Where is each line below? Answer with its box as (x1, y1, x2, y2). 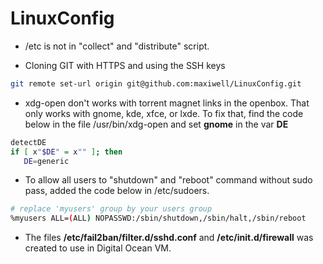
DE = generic (23, 156, 70, 166)
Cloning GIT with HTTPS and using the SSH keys (24, 59, 226, 71)
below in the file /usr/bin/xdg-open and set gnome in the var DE (24, 118, 289, 130)
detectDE (10, 137, 47, 147)
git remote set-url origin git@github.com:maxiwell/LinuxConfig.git (10, 78, 302, 89)
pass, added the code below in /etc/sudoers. (24, 185, 210, 197)
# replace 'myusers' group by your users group (10, 204, 213, 214)
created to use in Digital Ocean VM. (24, 242, 172, 254)
